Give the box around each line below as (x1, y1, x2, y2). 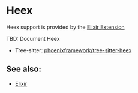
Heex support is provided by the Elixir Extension (6, 23, 125, 31)
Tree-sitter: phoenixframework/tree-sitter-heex (14, 46, 132, 54)
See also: (6, 64, 42, 74)
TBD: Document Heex (6, 35, 60, 42)
